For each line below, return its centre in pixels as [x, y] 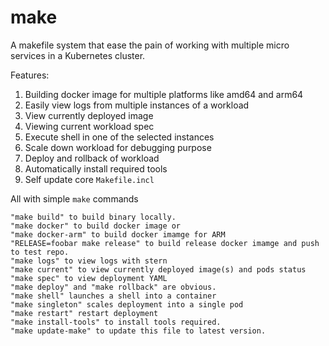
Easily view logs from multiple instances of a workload [137, 105]
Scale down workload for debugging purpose [118, 147]
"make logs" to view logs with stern [89, 261]
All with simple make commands [74, 198]
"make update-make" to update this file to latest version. [138, 331]
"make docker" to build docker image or [96, 226]
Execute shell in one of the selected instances [119, 137]
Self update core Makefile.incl [89, 179]
